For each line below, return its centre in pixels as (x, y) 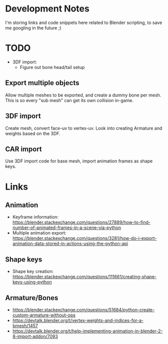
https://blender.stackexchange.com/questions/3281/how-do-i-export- (84, 238)
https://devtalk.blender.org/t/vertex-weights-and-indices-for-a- (78, 320)
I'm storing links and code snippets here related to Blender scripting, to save (84, 22)
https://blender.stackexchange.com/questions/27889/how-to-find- (81, 222)
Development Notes (47, 9)
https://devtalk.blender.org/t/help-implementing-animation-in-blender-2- (87, 331)
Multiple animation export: (39, 233)
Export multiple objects (42, 83)
